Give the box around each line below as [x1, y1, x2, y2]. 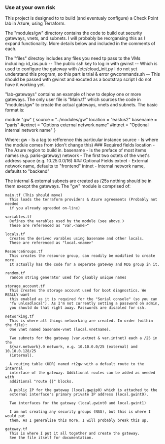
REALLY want [5, 293, 30, 297]
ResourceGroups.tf [5, 249, 43, 254]
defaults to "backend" [5, 168, 50, 174]
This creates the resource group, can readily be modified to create [9, 253, 155, 258]
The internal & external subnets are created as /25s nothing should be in [5, 178, 152, 184]
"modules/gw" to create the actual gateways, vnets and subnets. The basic [5, 102, 158, 108]
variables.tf [5, 214, 32, 219]
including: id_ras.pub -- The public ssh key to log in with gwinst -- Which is [5, 61, 158, 67]
